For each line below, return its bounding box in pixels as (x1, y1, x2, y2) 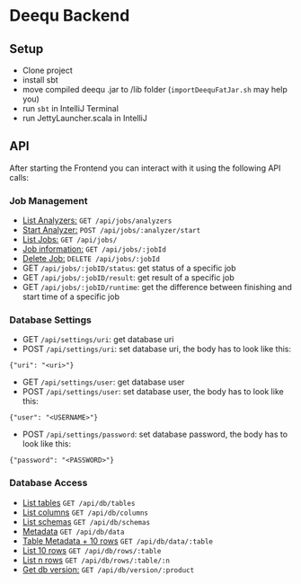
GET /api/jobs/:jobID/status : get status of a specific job (22, 262, 236, 274)
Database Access (9, 477, 88, 490)
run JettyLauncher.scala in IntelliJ (22, 113, 148, 123)
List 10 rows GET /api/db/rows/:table (22, 544, 162, 555)
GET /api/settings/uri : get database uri (22, 334, 174, 345)
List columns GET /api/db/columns (22, 507, 148, 518)
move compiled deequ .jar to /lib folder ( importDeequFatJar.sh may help (22, 84, 288, 94)
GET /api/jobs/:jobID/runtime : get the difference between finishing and (22, 282, 292, 293)
